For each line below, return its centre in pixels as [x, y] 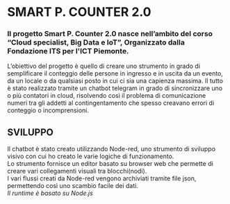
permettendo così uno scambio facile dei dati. [73, 186]
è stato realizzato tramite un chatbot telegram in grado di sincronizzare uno [115, 88]
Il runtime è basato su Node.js [50, 193]
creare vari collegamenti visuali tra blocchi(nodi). [77, 171]
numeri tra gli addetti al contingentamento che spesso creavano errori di [111, 103]
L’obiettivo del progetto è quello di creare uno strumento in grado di [104, 66]
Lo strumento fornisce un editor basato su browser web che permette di [110, 164]
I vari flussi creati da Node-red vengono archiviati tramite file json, [102, 178]
